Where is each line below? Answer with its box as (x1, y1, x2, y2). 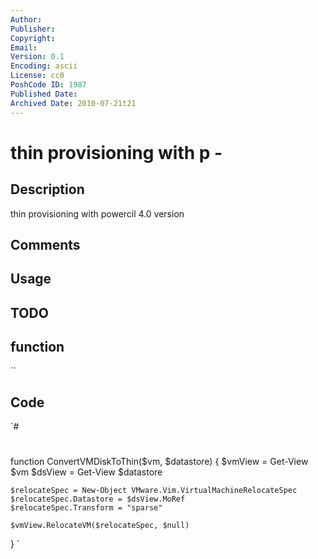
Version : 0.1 (10, 52, 65, 62)
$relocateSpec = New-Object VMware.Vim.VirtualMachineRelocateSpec (10, 486, 298, 496)
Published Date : (10, 89, 78, 99)
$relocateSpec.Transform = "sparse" (10, 503, 163, 513)
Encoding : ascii (10, 61, 78, 71)
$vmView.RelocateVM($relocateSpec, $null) (10, 521, 190, 531)
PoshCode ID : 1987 (10, 80, 87, 90)
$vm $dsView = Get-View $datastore (10, 466, 163, 478)
